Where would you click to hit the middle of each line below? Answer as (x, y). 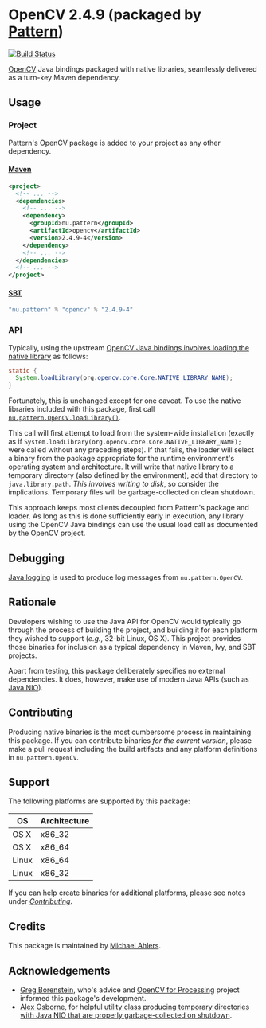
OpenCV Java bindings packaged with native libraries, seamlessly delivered (133, 68)
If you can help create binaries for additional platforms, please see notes (127, 893)
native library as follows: (48, 356)
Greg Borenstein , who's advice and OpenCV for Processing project (130, 990)
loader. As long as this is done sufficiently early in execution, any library (126, 516)
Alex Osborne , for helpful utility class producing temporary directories (135, 1007)
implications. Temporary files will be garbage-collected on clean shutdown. (132, 492)
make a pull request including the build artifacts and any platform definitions (133, 749)
